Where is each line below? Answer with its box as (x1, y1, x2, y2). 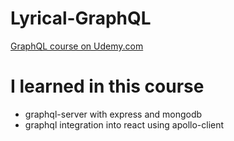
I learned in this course (10, 75, 205, 98)
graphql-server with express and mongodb (24, 108, 203, 120)
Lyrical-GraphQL (10, 7, 152, 30)
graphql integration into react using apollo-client (24, 118, 225, 131)
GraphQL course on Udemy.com (10, 40, 144, 52)
